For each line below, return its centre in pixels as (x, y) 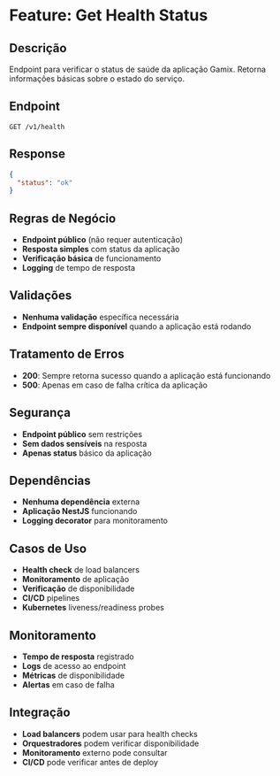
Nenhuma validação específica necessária (100, 317)
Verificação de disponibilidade (78, 588)
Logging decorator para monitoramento (95, 521)
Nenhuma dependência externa (81, 502)
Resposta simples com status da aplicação (101, 250)
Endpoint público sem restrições (82, 434)
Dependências (50, 480)
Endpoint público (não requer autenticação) (102, 240)
